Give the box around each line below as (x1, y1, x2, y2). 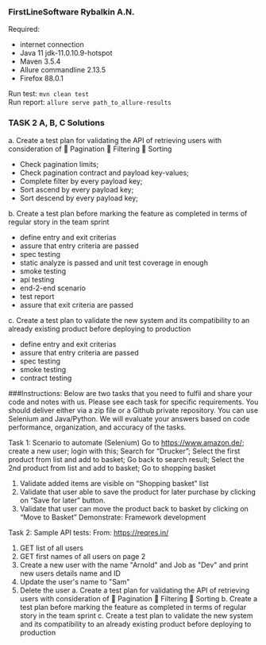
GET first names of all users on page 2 (19, 551, 146, 561)
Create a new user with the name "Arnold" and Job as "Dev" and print (19, 560, 249, 569)
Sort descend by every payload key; (19, 193, 139, 203)
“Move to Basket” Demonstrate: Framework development (19, 512, 206, 522)
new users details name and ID (19, 568, 121, 578)
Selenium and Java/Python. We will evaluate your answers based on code (8, 414, 250, 423)
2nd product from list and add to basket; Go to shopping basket (8, 463, 216, 472)
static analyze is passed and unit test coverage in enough (19, 258, 209, 267)
